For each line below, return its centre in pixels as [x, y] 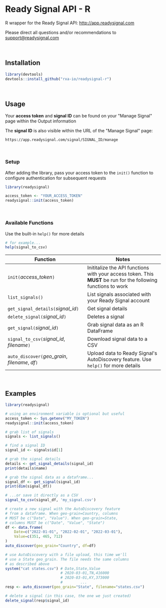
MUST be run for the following [122, 280]
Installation [23, 63]
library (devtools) [24, 74]
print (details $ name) [26, 468]
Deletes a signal [106, 317]
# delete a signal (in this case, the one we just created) [68, 596]
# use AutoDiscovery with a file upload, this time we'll [66, 554]
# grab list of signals [30, 432]
